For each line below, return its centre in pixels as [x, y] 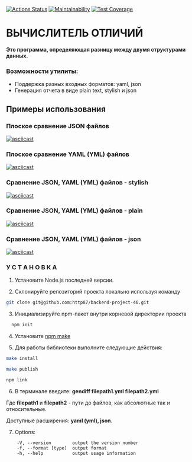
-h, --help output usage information [76, 453]
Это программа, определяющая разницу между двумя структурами [96, 49]
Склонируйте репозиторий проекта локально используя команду [97, 292]
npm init [22, 325]
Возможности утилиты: [42, 71]
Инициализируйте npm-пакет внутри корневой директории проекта [101, 314]
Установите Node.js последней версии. [64, 280]
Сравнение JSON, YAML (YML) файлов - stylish [77, 183]
